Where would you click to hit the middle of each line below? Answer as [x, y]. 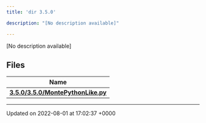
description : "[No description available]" [63, 23]
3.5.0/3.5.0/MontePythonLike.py [58, 92]
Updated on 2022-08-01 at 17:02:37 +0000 [61, 113]
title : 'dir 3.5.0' [31, 12]
